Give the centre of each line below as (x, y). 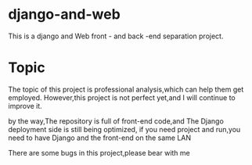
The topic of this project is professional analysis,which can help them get (126, 89)
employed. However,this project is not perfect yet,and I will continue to (122, 97)
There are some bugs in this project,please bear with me (99, 152)
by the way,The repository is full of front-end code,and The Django (116, 121)
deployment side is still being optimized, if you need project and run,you (124, 129)
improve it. (25, 106)
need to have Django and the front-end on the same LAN (100, 138)
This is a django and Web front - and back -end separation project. (116, 36)
